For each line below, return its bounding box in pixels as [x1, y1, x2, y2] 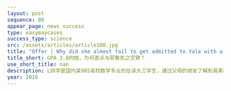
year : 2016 [7, 73, 38, 81]
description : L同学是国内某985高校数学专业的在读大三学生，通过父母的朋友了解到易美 [7, 67, 223, 74]
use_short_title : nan [7, 61, 69, 68]
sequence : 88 [7, 16, 45, 23]
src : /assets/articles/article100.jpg [7, 42, 118, 49]
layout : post [7, 10, 45, 17]
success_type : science [7, 36, 72, 42]
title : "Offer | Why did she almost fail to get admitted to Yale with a [7, 49, 223, 55]
